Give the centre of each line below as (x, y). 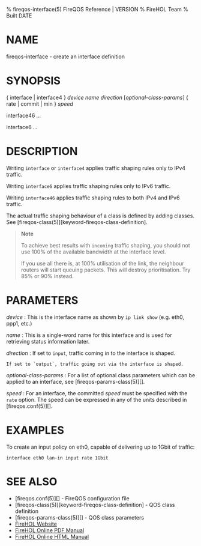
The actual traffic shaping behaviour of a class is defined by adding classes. (100, 216)
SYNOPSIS (34, 81)
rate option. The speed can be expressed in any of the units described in (97, 399)
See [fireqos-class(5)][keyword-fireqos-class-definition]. (77, 222)
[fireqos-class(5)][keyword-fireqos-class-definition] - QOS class (95, 505)
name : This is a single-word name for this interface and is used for (89, 335)
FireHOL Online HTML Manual (52, 536)
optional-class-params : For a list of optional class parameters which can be (101, 375)
